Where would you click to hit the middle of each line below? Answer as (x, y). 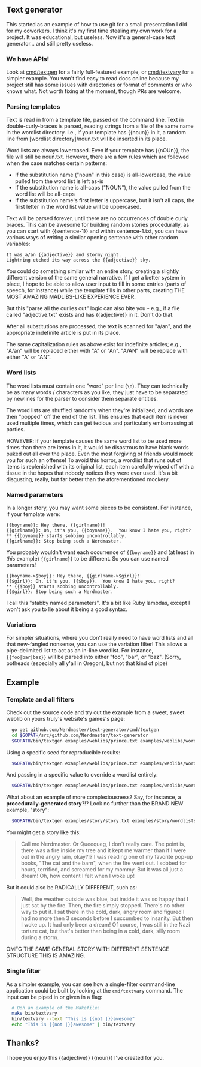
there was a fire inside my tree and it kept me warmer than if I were (103, 850)
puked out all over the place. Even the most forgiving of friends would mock (100, 454)
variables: (18, 244)
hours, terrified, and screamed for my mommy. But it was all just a (102, 870)
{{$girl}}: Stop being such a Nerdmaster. (60, 592)
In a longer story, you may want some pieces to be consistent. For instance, (99, 508)
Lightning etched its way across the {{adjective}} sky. (79, 260)
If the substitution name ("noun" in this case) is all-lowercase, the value (103, 175)
